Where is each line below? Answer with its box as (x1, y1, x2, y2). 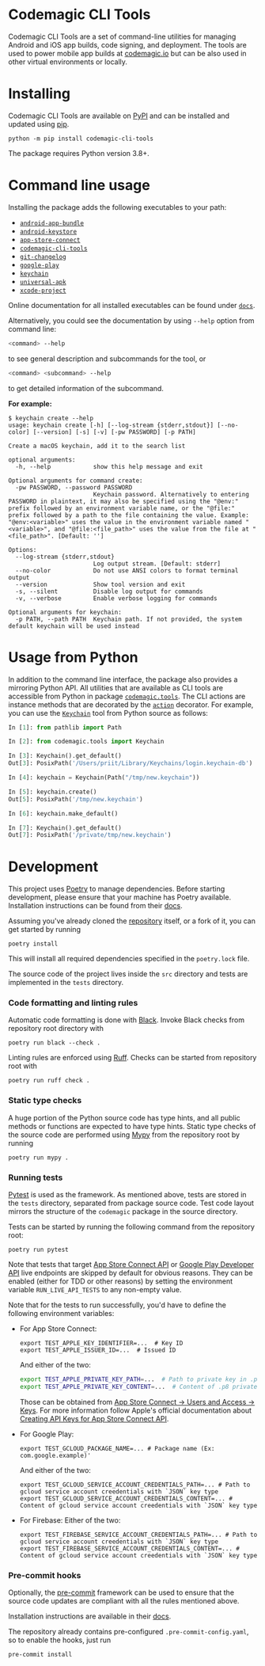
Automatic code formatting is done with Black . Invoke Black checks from (8, 1015, 245, 1025)
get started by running (8, 925, 81, 934)
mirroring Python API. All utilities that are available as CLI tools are (8, 683, 224, 692)
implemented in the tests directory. (8, 978, 124, 987)
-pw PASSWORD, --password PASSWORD (15, 483, 133, 492)
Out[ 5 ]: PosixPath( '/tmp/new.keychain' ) (8, 795, 144, 803)
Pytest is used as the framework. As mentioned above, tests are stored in (8, 1190, 247, 1200)
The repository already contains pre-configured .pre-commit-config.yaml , (8, 1627, 249, 1637)
